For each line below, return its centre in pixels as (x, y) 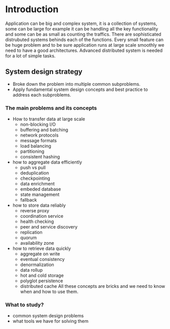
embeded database (41, 189)
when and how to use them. (49, 292)
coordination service (42, 216)
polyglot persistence (42, 281)
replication (31, 233)
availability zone (37, 243)
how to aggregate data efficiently (47, 162)
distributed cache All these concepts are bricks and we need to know (93, 286)
